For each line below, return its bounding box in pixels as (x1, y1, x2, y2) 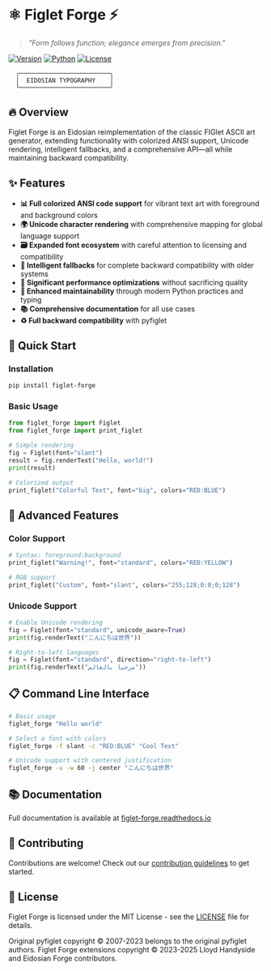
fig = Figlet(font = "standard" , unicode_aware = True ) (8, 626, 186, 634)
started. (8, 866, 35, 876)
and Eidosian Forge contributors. (8, 953, 117, 963)
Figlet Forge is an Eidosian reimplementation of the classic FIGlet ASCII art (8, 126, 256, 137)
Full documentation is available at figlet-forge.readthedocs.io (8, 813, 212, 823)
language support (19, 231, 80, 241)
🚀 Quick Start (8, 339, 77, 353)
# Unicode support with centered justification (8, 756, 172, 765)
